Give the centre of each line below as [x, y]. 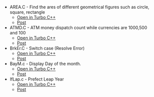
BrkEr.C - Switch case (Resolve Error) [47, 48]
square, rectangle [27, 12]
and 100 [17, 33]
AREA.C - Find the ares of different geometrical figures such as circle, [79, 7]
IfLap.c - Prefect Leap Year [37, 79]
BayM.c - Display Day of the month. [45, 64]
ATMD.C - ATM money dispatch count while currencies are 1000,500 [78, 28]
